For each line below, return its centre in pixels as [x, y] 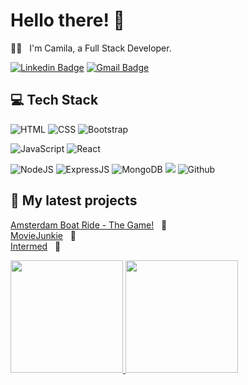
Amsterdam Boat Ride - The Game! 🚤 [89, 225]
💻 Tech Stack [54, 100]
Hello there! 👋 [67, 20]
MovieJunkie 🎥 [43, 235]
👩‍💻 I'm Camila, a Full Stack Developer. [91, 48]
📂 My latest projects [74, 200]
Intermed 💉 [36, 246]
